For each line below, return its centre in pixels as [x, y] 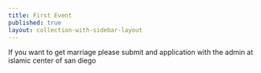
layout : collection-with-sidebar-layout [76, 30]
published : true [35, 23]
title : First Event [40, 15]
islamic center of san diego [52, 60]
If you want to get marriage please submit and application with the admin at [131, 53]
